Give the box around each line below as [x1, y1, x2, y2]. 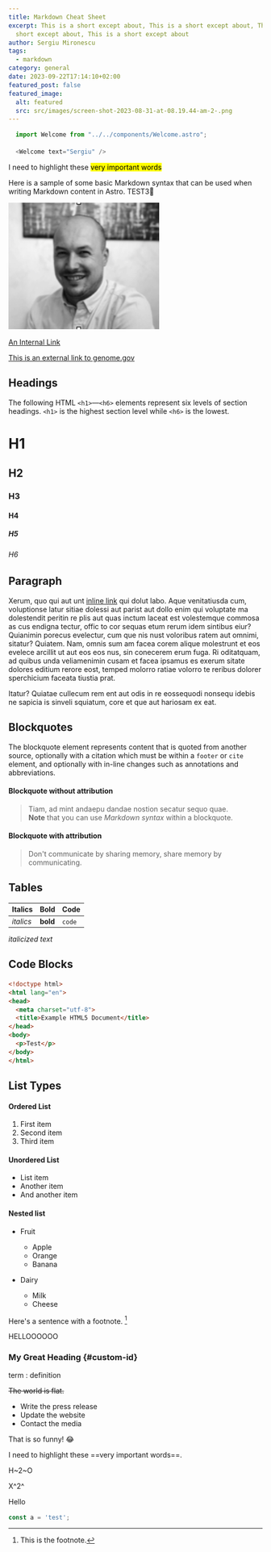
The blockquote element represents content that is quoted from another [8, 742, 248, 752]
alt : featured [15, 98, 63, 106]
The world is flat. [8, 1386, 65, 1396]
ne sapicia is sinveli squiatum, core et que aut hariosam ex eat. [8, 697, 217, 707]
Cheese [31, 1299, 58, 1308]
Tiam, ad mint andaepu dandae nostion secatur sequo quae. [27, 803, 228, 814]
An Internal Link [8, 337, 60, 347]
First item [19, 1120, 52, 1129]
